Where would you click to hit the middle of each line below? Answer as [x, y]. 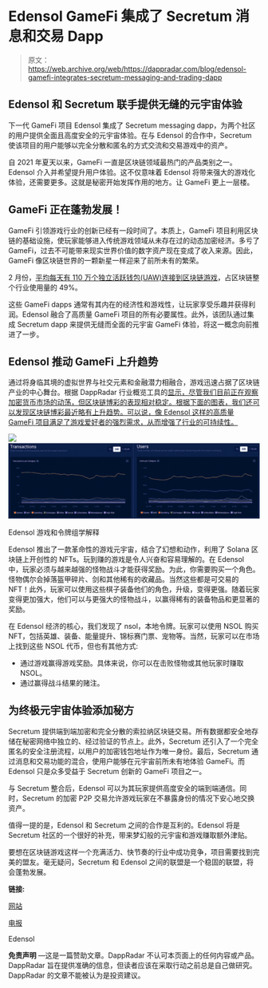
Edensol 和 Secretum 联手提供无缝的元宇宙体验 [125, 105]
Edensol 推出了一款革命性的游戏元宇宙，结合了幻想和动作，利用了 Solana [129, 549]
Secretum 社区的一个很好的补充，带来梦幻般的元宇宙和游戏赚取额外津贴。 [130, 835]
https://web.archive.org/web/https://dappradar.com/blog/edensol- [137, 69]
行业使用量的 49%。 [48, 287]
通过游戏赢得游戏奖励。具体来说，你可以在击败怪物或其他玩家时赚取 [132, 662]
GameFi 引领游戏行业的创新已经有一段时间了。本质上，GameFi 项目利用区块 [133, 230]
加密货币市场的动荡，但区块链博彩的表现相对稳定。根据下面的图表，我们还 [130, 402]
